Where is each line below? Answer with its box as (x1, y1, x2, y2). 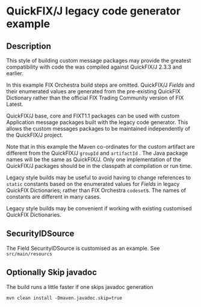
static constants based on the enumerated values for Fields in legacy (6, 181, 180, 187)
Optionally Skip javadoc (6, 267, 97, 278)
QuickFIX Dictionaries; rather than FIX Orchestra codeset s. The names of (6, 187, 187, 194)
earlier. (6, 70, 24, 76)
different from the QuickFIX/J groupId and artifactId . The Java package (6, 149, 188, 157)
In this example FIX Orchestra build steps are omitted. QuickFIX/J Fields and (6, 81, 195, 88)
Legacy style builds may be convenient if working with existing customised (6, 205, 192, 212)
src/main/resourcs (6, 251, 52, 257)
